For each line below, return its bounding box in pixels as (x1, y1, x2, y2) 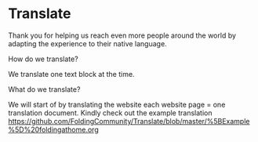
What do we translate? (8, 84, 81, 94)
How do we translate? (8, 54, 78, 64)
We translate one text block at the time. (8, 69, 135, 78)
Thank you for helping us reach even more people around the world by (8, 31, 237, 40)
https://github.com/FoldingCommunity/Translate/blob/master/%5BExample (8, 116, 250, 126)
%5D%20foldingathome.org (8, 125, 100, 134)
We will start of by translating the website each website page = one (8, 100, 226, 109)
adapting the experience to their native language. (8, 38, 167, 48)
